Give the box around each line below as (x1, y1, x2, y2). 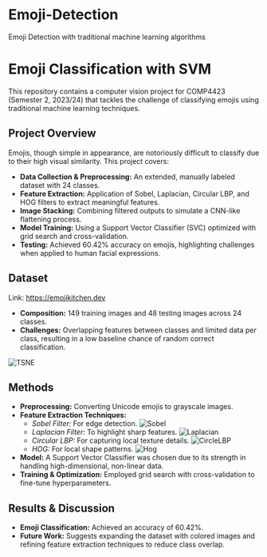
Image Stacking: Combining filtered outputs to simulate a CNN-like (19, 205, 241, 215)
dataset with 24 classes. (19, 180, 100, 189)
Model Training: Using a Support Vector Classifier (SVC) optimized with (19, 222, 257, 233)
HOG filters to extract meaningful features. (19, 197, 160, 207)
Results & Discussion (8, 501, 116, 515)
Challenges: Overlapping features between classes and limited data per (19, 325, 257, 335)
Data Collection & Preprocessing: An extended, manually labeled (19, 172, 235, 181)
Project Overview (8, 126, 96, 141)
